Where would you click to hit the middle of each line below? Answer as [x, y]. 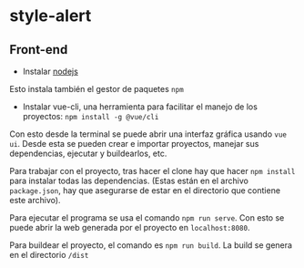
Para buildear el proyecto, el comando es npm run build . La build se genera [151, 245]
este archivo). [35, 200]
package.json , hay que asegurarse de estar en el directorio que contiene [145, 191]
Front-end [39, 50]
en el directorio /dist [49, 255]
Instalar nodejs [51, 71]
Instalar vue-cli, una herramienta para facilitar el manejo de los [140, 107]
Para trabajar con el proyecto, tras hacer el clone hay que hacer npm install [152, 171]
